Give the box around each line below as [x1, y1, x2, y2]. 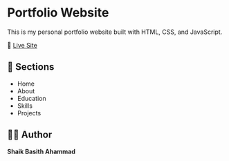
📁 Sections [7, 61, 55, 73]
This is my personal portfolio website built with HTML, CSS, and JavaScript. [7, 28, 223, 36]
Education [17, 94, 46, 102]
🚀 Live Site [7, 41, 38, 49]
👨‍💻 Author [7, 129, 53, 141]
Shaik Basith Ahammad [7, 147, 76, 155]
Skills [17, 102, 33, 110]
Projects [17, 108, 42, 117]
